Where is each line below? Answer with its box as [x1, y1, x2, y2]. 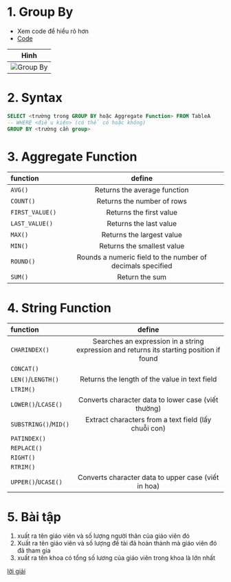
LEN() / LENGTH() [10, 374, 60, 384]
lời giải [7, 567, 26, 576]
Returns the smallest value [99, 241, 185, 251]
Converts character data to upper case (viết [78, 473, 219, 483]
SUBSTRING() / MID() [10, 419, 70, 429]
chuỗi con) [131, 423, 166, 433]
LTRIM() [10, 385, 36, 394]
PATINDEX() [10, 435, 46, 443]
